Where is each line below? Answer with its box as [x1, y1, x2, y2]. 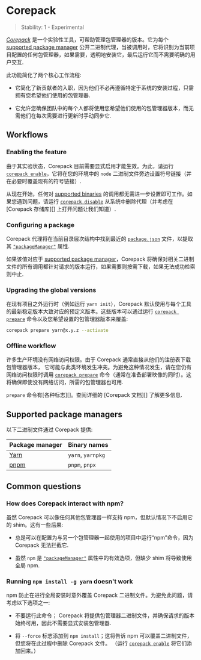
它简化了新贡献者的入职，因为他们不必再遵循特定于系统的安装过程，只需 [14, 84, 194, 91]
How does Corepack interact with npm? [6, 499, 124, 508]
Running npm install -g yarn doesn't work [6, 577, 133, 585]
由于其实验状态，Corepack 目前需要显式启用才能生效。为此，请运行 [6, 162, 174, 169]
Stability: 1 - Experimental [20, 23, 84, 31]
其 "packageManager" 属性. [6, 242, 70, 250]
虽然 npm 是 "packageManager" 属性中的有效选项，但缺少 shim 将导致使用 [14, 554, 192, 561]
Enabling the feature [6, 148, 67, 157]
